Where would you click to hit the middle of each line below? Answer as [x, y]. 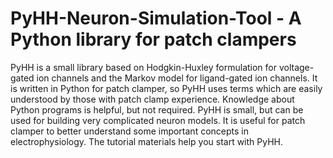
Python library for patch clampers [153, 39]
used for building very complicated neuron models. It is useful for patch [158, 120]
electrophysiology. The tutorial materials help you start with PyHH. [147, 141]
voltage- [296, 67]
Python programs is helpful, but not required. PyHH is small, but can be [157, 109]
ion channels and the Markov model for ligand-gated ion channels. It [177, 78]
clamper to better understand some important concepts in [129, 131]
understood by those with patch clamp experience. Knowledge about [152, 99]
